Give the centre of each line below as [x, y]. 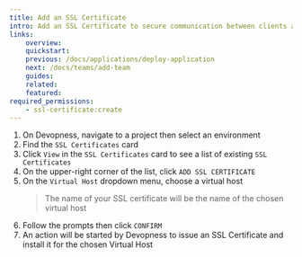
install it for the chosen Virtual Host [88, 244]
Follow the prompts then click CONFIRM [92, 226]
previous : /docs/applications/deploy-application [120, 59]
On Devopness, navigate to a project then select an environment [141, 135]
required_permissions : [52, 101]
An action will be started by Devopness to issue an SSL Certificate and [153, 235]
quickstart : [48, 51]
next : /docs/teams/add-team [78, 68]
